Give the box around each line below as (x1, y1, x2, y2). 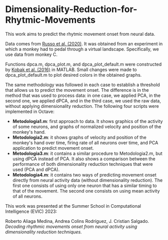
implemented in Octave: (5, 108, 54, 114)
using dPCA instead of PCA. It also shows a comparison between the (12, 155, 156, 162)
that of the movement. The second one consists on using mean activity (12, 188, 160, 194)
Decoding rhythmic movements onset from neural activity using (5, 223, 137, 229)
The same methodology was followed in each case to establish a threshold (5, 82, 160, 88)
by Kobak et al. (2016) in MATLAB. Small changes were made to (5, 67, 137, 73)
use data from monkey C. (5, 51, 58, 57)
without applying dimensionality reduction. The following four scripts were (5, 103, 159, 109)
